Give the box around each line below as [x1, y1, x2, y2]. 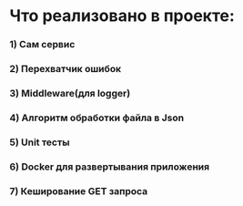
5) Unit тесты [9, 136, 70, 149]
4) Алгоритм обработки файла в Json [9, 111, 185, 124]
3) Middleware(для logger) [9, 87, 131, 99]
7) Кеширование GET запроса [9, 184, 148, 197]
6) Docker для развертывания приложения [9, 160, 210, 173]
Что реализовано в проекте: [9, 5, 235, 26]
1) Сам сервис [9, 38, 76, 51]
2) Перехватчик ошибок [9, 63, 122, 76]
